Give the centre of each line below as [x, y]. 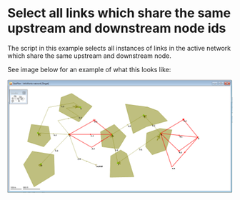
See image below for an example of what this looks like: [89, 69]
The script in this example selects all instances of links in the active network [119, 48]
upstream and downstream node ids [117, 28]
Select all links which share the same [119, 13]
